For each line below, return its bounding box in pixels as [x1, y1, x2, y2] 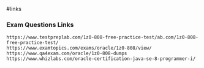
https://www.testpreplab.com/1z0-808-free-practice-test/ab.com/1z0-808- [6, 34, 199, 40]
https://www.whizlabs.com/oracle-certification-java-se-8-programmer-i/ [6, 56, 196, 62]
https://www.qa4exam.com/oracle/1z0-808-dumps [6, 50, 127, 57]
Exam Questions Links [6, 20, 74, 29]
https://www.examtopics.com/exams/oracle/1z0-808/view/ [6, 45, 152, 51]
